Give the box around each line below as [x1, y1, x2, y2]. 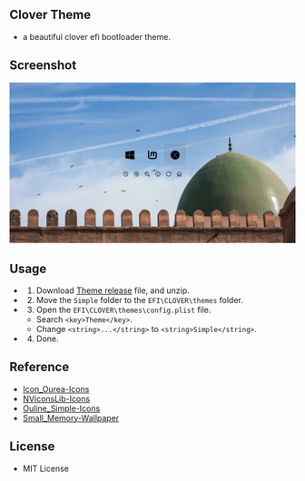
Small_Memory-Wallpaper [22, 412, 120, 423]
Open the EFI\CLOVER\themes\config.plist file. [35, 304, 212, 315]
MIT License [22, 463, 70, 474]
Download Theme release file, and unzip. [35, 285, 190, 296]
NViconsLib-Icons [22, 393, 91, 404]
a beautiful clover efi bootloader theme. [22, 31, 171, 42]
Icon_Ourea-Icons [22, 383, 90, 394]
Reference [9, 359, 70, 375]
